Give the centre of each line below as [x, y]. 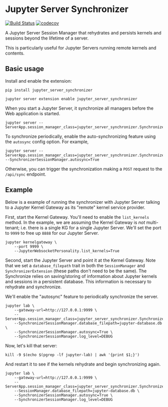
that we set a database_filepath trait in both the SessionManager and [75, 265]
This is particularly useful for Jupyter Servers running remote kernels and [81, 48]
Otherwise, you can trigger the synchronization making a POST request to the [84, 169]
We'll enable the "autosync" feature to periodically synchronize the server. [82, 296]
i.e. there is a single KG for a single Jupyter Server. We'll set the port [91, 228]
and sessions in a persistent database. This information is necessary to [78, 281]
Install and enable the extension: [38, 81]
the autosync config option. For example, [47, 142]
